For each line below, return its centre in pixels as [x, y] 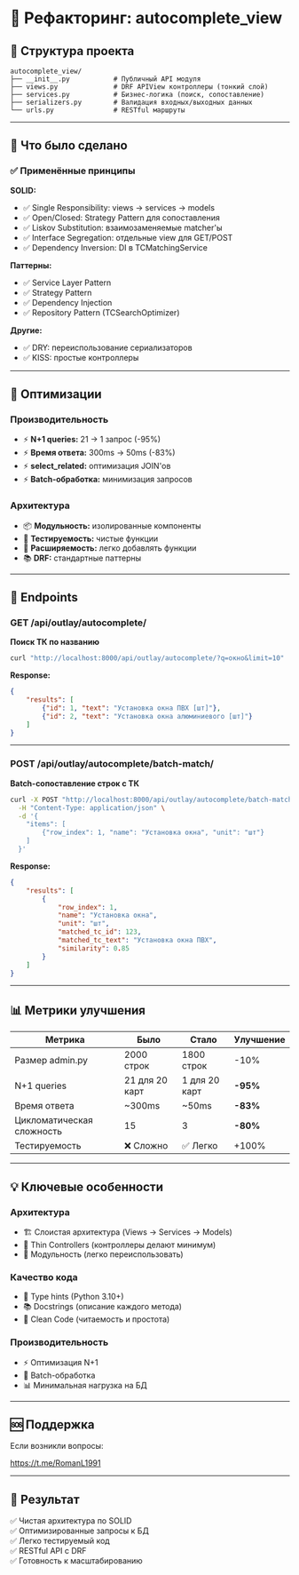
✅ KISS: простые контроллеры [81, 357]
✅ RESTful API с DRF [48, 1551]
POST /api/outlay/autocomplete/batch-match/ [112, 764]
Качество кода [44, 1277]
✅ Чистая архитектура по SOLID [71, 1521]
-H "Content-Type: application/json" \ [92, 807]
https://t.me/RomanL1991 [55, 1463]
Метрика [65, 1040]
